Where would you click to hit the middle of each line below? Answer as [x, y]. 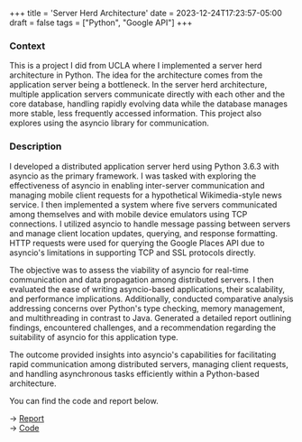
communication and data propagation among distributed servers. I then [142, 280]
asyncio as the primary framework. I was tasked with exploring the [133, 176]
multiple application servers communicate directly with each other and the [147, 95]
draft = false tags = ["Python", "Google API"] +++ [101, 23]
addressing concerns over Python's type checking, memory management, [147, 308]
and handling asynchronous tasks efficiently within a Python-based [134, 373]
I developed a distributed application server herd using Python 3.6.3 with [144, 166]
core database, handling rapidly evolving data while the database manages [149, 104]
